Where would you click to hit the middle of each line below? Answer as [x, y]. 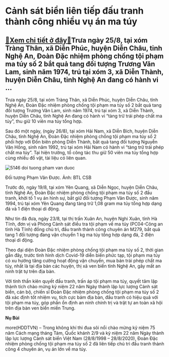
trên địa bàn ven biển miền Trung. [40, 308]
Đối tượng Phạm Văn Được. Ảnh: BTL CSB [48, 177]
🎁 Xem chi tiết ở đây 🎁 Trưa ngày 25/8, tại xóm [76, 40]
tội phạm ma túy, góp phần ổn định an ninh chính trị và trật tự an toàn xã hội [84, 303]
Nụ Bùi [12, 318]
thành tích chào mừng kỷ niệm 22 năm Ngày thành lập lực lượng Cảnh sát [81, 286]
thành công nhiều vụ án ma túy [71, 21]
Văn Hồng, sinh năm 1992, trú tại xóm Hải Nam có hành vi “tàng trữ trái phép [84, 147]
